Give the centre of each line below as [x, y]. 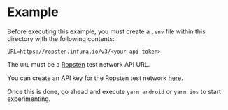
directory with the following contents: [61, 38]
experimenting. [29, 99]
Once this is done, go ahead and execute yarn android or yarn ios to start [114, 91]
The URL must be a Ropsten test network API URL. [79, 64]
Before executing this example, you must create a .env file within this [107, 31]
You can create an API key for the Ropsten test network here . [95, 78]
